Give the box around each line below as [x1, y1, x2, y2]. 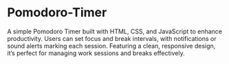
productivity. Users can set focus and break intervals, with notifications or [7, 34, 217, 42]
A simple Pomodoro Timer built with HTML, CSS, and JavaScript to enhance [7, 27, 222, 35]
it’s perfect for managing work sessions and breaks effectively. [7, 49, 185, 57]
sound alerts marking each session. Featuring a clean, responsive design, [7, 42, 216, 50]
